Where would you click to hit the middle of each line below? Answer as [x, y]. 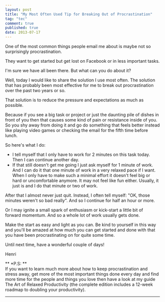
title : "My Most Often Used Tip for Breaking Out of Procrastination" [79, 14]
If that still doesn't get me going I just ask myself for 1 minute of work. [82, 165]
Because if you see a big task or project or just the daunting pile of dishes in [82, 115]
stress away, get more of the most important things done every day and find [82, 274]
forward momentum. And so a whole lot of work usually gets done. [72, 215]
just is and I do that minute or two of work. [55, 186]
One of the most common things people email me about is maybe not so [78, 46]
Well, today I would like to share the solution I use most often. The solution [80, 80]
